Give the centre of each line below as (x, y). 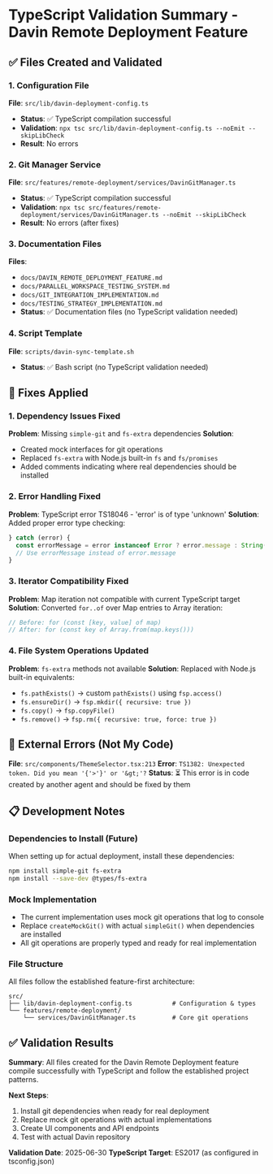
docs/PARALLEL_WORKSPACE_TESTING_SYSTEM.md (95, 287)
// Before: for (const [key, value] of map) (85, 622)
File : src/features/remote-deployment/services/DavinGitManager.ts (122, 182)
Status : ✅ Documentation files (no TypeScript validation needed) (129, 312)
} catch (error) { (39, 538)
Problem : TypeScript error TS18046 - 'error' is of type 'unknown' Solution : (134, 514)
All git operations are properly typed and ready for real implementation (139, 943)
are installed (41, 934)
